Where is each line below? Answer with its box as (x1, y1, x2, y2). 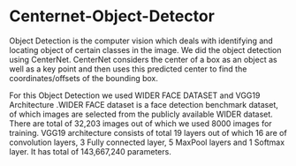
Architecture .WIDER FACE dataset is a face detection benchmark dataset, (9, 99, 278, 109)
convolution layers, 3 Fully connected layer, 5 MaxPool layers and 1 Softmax (9, 137, 285, 147)
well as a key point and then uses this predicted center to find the (9, 64, 247, 74)
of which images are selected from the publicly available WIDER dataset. (9, 109, 274, 119)
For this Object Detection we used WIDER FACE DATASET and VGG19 (9, 90, 261, 101)
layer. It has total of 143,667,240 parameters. (9, 146, 172, 156)
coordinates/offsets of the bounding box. (9, 72, 159, 83)
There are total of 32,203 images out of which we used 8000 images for (9, 117, 272, 129)
